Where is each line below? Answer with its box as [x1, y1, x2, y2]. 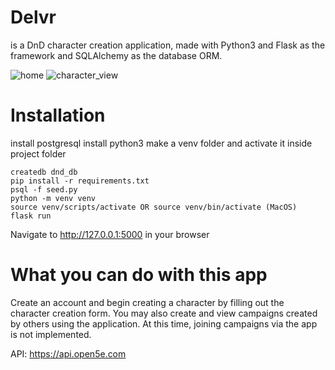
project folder [10, 147, 67, 160]
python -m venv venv [10, 193, 97, 203]
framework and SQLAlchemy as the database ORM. [10, 49, 223, 61]
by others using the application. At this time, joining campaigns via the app [10, 317, 318, 330]
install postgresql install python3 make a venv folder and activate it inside [10, 137, 313, 149]
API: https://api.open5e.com [10, 347, 127, 360]
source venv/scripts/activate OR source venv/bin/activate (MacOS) [10, 202, 298, 212]
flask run [10, 211, 52, 221]
